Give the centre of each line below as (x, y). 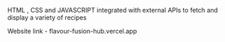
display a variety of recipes (47, 17)
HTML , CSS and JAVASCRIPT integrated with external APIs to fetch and (113, 10)
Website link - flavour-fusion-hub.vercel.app (72, 31)
